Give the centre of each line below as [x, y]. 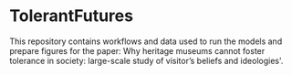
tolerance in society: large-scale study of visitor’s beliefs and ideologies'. [146, 60]
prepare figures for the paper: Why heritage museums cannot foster [137, 50]
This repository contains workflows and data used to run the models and [146, 41]
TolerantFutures [72, 16]
